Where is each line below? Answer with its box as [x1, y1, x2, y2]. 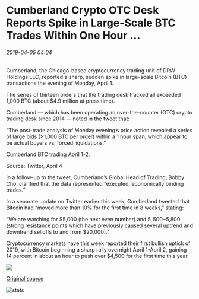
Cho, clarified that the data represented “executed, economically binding [6, 180, 184, 187]
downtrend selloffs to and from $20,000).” [6, 228, 110, 236]
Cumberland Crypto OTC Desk [6, 4, 159, 17]
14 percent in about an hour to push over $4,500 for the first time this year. [6, 253, 189, 260]
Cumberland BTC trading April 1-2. [6, 151, 90, 158]
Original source [6, 275, 44, 282]
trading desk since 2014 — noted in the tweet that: [6, 115, 129, 122]
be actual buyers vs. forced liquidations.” [6, 139, 106, 147]
